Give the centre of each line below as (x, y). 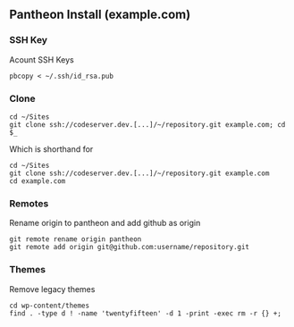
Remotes (29, 203)
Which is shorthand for (51, 149)
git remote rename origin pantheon (76, 239)
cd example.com (38, 181)
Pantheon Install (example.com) (100, 15)
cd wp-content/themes (50, 306)
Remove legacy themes (52, 289)
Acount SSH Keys (42, 59)
